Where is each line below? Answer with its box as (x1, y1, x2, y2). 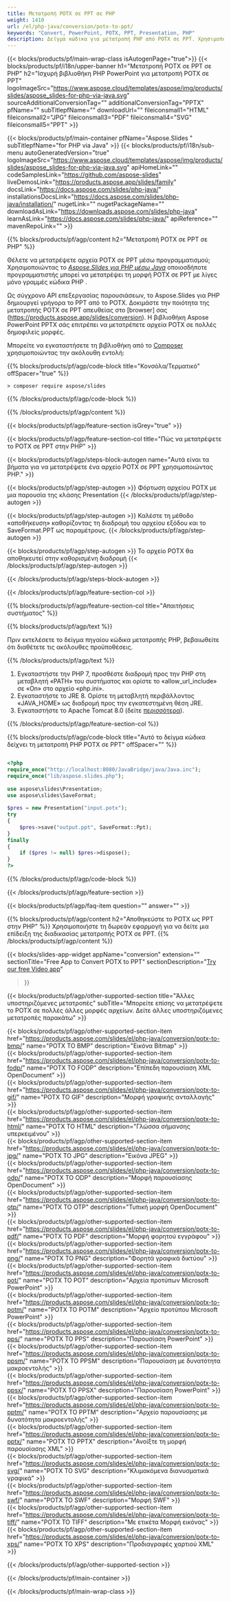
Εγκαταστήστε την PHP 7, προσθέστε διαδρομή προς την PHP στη (16, 670, 206, 678)
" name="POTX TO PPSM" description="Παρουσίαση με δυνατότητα (25, 1356, 221, 1365)
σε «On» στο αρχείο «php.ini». (16, 684, 104, 693)
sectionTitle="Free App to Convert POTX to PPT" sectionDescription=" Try (7, 958, 217, 965)
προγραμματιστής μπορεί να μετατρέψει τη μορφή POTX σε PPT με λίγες (7, 270, 218, 279)
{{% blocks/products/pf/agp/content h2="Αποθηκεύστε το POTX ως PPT (7, 915, 214, 923)
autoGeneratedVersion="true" (24, 149, 110, 157)
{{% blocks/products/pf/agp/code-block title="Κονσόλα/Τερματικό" (7, 362, 201, 370)
